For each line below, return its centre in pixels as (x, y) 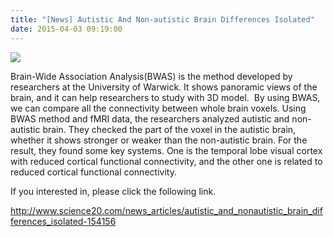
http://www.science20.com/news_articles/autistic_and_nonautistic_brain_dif (166, 210)
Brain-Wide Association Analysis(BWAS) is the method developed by (151, 76)
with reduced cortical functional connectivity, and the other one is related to (166, 161)
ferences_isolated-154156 (63, 221)
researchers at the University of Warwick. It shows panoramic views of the (164, 87)
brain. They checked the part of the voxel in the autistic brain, (169, 129)
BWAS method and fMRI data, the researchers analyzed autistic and (150, 118)
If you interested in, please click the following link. (113, 191)
